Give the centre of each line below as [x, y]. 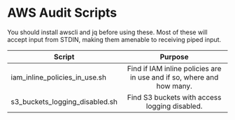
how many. [174, 86]
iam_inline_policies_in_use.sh [59, 77]
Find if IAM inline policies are [174, 68]
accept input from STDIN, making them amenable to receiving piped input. [114, 39]
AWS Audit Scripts [62, 13]
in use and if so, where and [174, 77]
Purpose [174, 57]
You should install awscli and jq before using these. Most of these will [107, 32]
